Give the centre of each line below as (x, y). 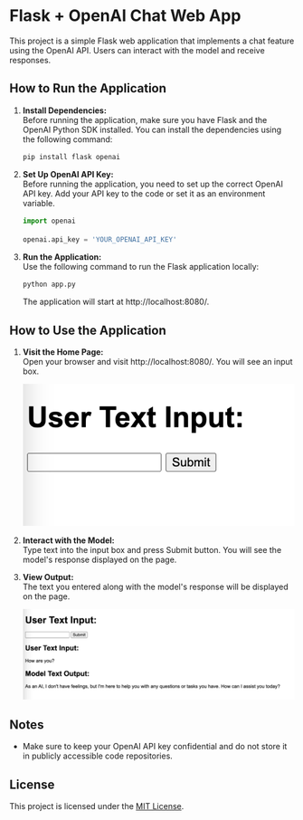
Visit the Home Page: (63, 352)
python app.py (49, 285)
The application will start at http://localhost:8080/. (116, 302)
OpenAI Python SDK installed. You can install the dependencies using (152, 129)
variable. (39, 203)
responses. (30, 60)
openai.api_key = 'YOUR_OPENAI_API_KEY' (99, 240)
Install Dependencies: (64, 110)
